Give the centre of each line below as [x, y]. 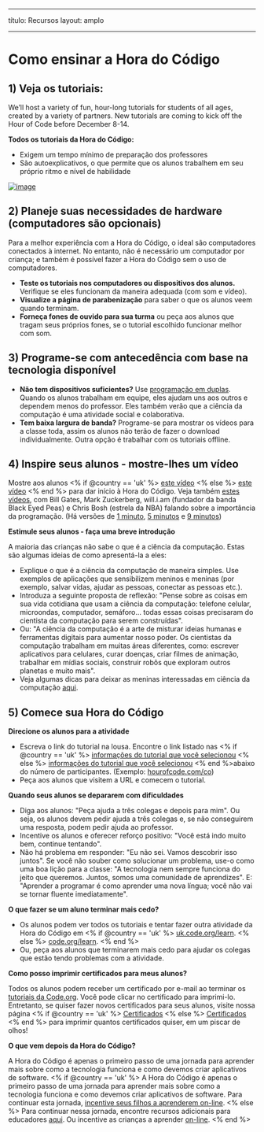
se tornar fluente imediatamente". [73, 894]
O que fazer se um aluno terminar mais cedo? [84, 909]
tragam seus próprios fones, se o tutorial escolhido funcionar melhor [130, 324]
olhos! [18, 1030]
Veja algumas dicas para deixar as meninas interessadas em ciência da [134, 679]
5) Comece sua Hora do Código [86, 712]
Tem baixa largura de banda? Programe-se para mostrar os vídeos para [136, 423]
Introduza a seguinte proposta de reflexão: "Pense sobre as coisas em [133, 596]
